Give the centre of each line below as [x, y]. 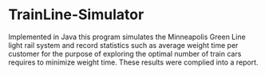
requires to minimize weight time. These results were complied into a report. [133, 62]
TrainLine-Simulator [76, 15]
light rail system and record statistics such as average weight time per [123, 45]
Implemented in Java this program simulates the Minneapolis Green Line [127, 37]
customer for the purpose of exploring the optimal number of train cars [125, 53]
